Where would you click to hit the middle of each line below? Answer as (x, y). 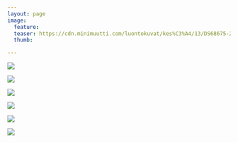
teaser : (25, 33)
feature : (27, 27)
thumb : (23, 40)
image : (17, 20)
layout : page (27, 14)
